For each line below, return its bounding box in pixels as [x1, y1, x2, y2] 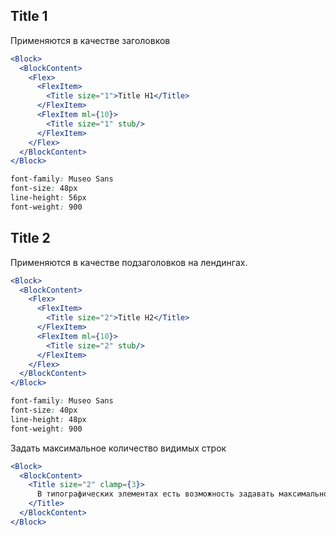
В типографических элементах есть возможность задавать [36, 489, 275, 499]
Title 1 [10, 8, 48, 25]
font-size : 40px [10, 405, 78, 415]
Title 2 [10, 230, 51, 247]
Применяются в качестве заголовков [10, 34, 171, 46]
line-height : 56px [10, 193, 87, 203]
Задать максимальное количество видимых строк [10, 442, 227, 454]
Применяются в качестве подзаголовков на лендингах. [10, 256, 248, 268]
